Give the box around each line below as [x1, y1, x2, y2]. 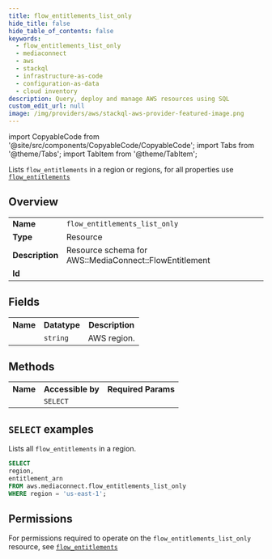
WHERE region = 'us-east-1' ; [8, 489, 107, 498]
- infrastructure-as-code [15, 72, 104, 80]
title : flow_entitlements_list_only [8, 11, 132, 20]
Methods [8, 360, 55, 374]
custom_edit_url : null [8, 102, 85, 110]
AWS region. [87, 332, 135, 344]
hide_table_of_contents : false [8, 27, 114, 35]
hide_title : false [8, 19, 70, 28]
